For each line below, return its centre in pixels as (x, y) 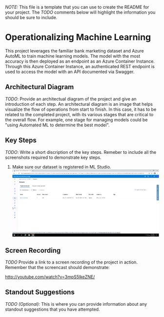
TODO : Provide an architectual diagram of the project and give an (71, 99)
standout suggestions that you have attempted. (52, 309)
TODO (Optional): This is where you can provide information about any (76, 304)
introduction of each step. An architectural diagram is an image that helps (79, 104)
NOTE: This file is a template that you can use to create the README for (77, 7)
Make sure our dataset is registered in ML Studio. (61, 167)
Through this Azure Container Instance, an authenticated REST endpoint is (80, 66)
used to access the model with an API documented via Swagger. (70, 72)
